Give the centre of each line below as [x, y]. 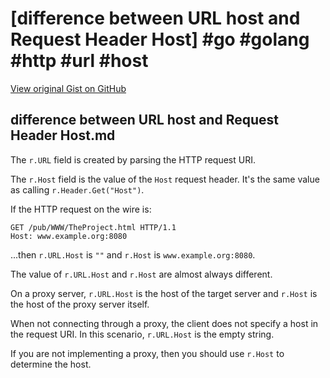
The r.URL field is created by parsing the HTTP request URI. [133, 159]
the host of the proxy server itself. [80, 304]
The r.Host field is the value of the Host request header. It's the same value [165, 179]
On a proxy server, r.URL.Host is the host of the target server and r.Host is [164, 293]
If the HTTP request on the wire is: [81, 209]
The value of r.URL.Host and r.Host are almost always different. [141, 274]
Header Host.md [63, 135]
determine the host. [51, 364]
